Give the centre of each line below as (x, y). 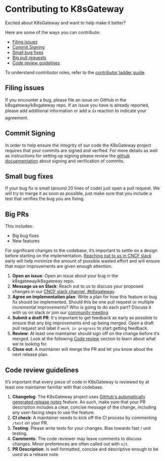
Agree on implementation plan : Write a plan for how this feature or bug (84, 297)
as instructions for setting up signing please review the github (68, 155)
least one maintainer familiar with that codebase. (55, 387)
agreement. (17, 117)
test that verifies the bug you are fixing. (45, 199)
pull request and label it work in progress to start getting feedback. (80, 328)
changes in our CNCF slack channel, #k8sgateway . (64, 292)
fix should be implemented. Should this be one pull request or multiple (83, 302)
